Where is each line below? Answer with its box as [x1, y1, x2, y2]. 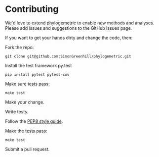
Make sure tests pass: [5, 81, 50, 87]
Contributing [5, 3, 59, 15]
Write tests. [5, 108, 29, 114]
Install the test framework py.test [5, 62, 72, 68]
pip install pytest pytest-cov [5, 72, 70, 77]
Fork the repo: [5, 44, 34, 50]
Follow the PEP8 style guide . [5, 118, 63, 124]
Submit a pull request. [5, 146, 50, 152]
